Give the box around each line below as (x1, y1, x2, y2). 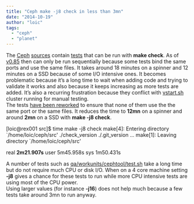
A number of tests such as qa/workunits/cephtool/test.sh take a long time (6, 160, 182, 167)
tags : (6, 25, 19, 31)
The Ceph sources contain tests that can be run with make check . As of (6, 52, 179, 58)
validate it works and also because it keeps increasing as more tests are (6, 83, 179, 89)
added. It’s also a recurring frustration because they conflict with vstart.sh (6, 89, 184, 96)
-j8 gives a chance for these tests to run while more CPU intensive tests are (6, 173, 188, 179)
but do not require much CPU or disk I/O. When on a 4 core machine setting (6, 167, 188, 173)
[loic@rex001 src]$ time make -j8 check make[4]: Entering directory (6, 125, 170, 132)
